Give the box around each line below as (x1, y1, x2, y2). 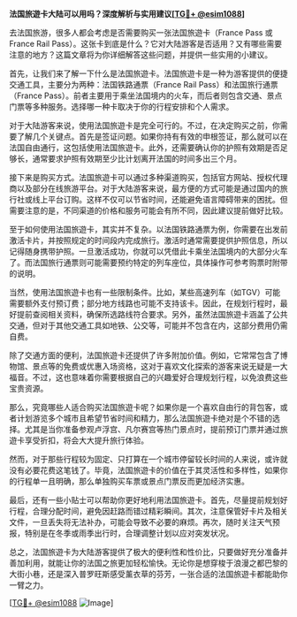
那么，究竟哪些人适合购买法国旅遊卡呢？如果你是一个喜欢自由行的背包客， (9, 402, 280, 412)
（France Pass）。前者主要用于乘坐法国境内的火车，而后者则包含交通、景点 (9, 90, 283, 101)
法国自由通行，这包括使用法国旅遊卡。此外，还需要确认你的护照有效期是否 (9, 142, 280, 153)
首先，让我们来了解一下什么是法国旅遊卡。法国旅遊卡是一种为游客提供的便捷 (9, 68, 288, 79)
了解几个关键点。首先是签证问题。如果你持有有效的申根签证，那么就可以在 (16, 132, 288, 141)
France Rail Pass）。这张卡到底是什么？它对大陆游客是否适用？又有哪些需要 (9, 39, 283, 49)
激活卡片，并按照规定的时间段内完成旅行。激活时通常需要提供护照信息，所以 (9, 235, 288, 246)
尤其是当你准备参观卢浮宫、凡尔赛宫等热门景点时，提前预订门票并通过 (24, 424, 280, 434)
